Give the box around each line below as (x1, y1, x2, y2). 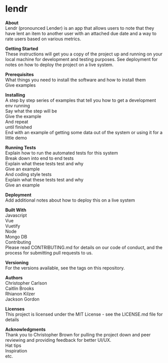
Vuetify (5, 223, 21, 229)
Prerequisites (5, 71, 34, 77)
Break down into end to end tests (5, 155, 74, 161)
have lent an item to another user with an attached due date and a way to (5, 30, 157, 36)
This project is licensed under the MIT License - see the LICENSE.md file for (5, 311, 163, 317)
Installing (5, 92, 25, 98)
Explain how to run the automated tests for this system (5, 150, 118, 156)
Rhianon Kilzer (5, 290, 35, 296)
